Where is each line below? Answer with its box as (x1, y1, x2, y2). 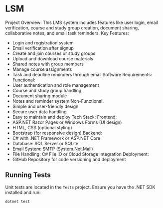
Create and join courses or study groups (12, 50, 96, 56)
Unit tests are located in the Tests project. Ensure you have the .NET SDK (5, 184, 156, 190)
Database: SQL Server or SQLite (12, 140, 79, 146)
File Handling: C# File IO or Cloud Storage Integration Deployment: (12, 151, 149, 157)
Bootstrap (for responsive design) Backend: (12, 130, 102, 136)
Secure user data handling (12, 108, 67, 115)
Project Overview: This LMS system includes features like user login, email (5, 19, 159, 25)
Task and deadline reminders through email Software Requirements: (12, 71, 152, 77)
